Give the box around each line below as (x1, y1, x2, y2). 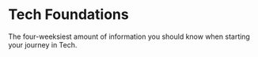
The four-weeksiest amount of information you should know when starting (8, 32, 251, 41)
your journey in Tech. (8, 40, 78, 49)
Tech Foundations (8, 6, 129, 24)
